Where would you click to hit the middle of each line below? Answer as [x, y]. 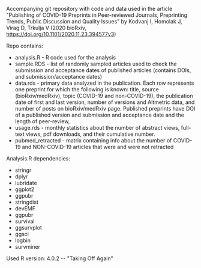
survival [25, 221]
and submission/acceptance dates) [58, 77]
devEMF [25, 209]
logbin [23, 240]
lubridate [26, 183]
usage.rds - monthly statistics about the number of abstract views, [97, 128]
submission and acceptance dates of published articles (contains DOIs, [103, 70]
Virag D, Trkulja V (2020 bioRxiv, [46, 28]
